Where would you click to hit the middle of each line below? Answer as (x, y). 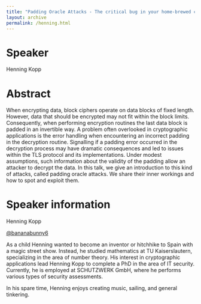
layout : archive (26, 17)
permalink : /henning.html (38, 23)
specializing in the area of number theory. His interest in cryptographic (93, 257)
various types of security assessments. (55, 276)
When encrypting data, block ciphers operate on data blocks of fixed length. (100, 110)
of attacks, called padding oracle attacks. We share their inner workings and (100, 174)
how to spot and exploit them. (43, 180)
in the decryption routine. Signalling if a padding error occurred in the (92, 142)
